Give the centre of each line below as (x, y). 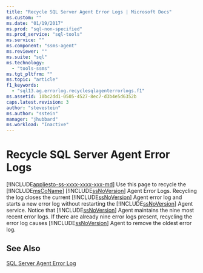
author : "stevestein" (34, 108)
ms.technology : (25, 62)
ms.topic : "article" (32, 79)
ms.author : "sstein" (32, 113)
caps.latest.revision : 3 (38, 102)
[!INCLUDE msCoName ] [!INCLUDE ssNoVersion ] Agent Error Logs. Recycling (101, 191)
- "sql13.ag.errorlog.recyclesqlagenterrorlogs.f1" (78, 91)
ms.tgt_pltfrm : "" (29, 74)
